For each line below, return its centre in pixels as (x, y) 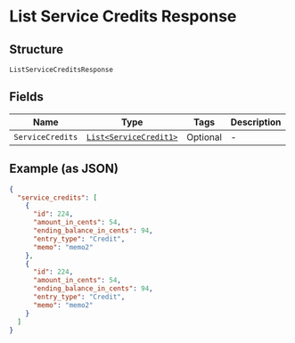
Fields (27, 97)
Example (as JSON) (64, 169)
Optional (205, 137)
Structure (37, 49)
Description (256, 122)
